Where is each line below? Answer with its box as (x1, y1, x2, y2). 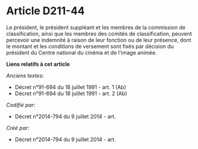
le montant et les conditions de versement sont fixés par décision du (6, 43, 174, 50)
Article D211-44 (6, 4, 85, 18)
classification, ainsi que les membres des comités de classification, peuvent (6, 30, 192, 37)
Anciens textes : (6, 72, 45, 79)
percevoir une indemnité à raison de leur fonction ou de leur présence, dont (6, 36, 191, 43)
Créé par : (6, 124, 30, 131)
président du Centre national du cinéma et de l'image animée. (6, 49, 158, 56)
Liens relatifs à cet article (6, 61, 70, 68)
